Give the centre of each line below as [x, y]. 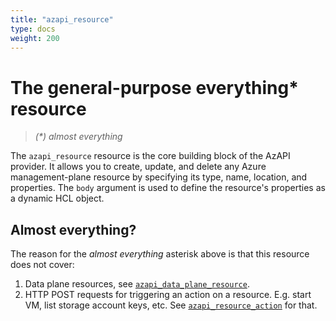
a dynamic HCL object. [57, 198]
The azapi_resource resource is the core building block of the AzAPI [150, 156]
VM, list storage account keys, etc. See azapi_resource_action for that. [171, 305]
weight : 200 [35, 38]
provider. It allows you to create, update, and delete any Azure [138, 167]
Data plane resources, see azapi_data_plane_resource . [137, 284]
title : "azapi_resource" [62, 19]
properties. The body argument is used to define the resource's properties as [168, 188]
